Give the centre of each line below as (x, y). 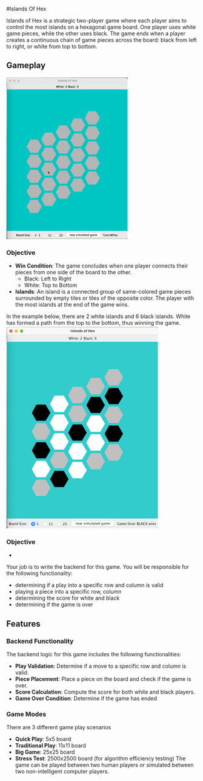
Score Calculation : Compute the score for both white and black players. (105, 692)
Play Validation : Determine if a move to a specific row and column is (101, 666)
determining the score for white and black (67, 598)
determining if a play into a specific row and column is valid (89, 585)
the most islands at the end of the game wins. (72, 305)
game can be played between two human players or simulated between (104, 765)
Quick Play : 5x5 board (43, 739)
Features (23, 624)
